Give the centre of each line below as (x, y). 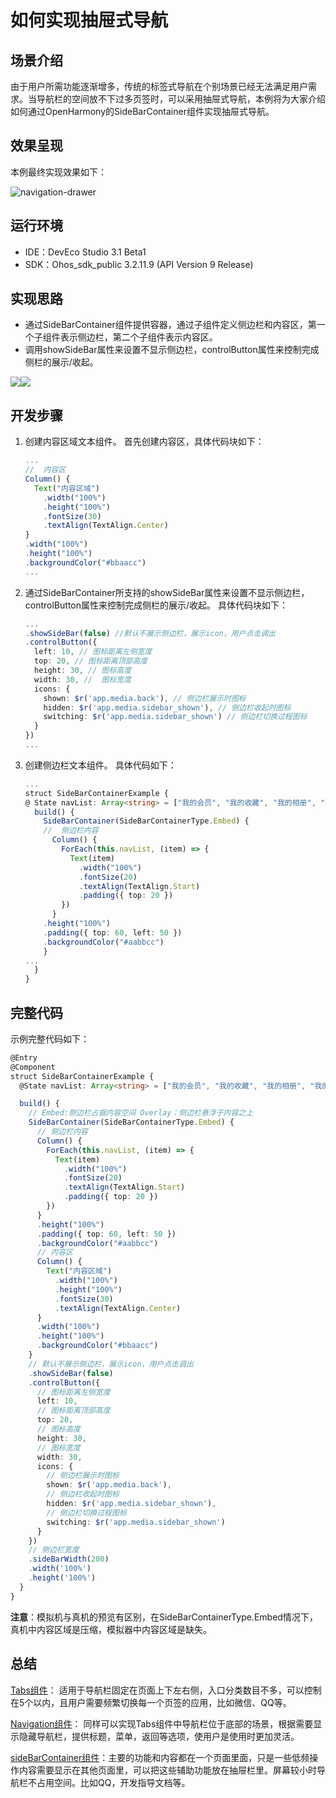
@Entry (24, 1057)
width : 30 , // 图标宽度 (83, 679)
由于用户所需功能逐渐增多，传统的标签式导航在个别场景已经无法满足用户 (159, 86)
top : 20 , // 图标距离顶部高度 (91, 661)
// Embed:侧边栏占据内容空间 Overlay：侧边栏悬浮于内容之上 (141, 1113)
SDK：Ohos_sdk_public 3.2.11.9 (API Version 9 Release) (139, 264)
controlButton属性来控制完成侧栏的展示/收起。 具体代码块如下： (156, 605)
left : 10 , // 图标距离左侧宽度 (93, 652)
